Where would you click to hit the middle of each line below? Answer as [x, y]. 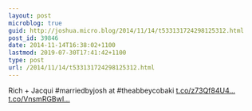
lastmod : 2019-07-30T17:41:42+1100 [67, 53]
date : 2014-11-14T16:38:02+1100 [62, 46]
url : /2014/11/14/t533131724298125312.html [82, 68]
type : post [26, 61]
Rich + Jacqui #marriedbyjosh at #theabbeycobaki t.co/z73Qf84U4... [122, 90]
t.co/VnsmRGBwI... [39, 99]
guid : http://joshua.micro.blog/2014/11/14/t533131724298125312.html [126, 30]
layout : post [30, 16]
